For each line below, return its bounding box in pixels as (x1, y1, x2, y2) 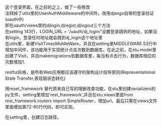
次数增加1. (5, 59, 25, 65)
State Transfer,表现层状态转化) (5, 75, 66, 81)
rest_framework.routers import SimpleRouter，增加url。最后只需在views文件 (5, 98, 158, 104)
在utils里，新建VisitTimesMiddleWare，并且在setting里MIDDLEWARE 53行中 (5, 41, 157, 46)
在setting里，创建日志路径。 (5, 114, 62, 120)
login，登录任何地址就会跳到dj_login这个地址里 (9, 35, 103, 40)
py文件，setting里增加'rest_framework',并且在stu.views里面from (5, 92, 133, 97)
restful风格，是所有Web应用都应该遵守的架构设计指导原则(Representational (5, 70, 156, 75)
